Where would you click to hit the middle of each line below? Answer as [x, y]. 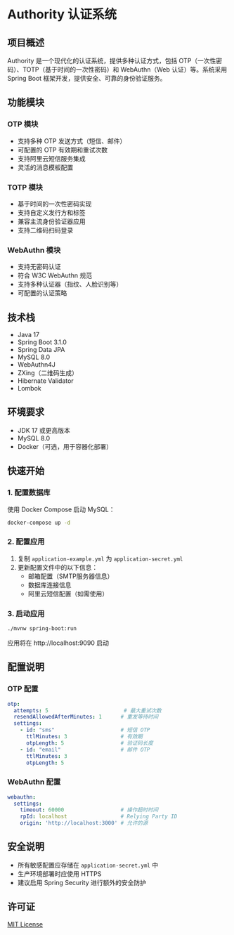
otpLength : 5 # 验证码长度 [89, 743]
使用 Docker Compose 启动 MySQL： [61, 509]
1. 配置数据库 [29, 492]
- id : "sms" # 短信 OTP [85, 730]
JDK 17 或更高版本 [44, 430]
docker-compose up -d [39, 523]
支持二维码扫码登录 [45, 230]
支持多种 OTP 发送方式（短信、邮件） [72, 140]
